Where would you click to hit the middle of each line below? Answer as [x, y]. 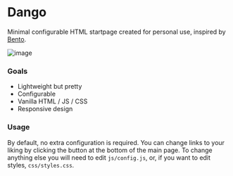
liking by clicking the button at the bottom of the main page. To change [110, 150]
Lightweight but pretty [50, 87]
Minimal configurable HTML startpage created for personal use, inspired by [117, 32]
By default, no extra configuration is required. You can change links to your [116, 142]
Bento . [17, 39]
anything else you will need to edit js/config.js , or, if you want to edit [109, 157]
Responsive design [45, 109]
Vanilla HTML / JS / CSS [52, 101]
